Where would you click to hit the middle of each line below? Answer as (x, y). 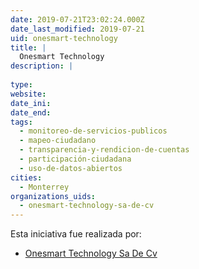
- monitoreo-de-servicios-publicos (93, 131)
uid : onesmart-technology (64, 38)
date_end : (31, 112)
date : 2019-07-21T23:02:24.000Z (77, 19)
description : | (42, 66)
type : (21, 85)
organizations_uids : (53, 196)
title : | (28, 47)
